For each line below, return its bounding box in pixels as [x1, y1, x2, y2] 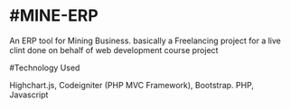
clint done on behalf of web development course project [9, 44, 219, 55]
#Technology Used [9, 62, 80, 73]
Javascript [9, 89, 49, 100]
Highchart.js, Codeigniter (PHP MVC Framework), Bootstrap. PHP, [9, 79, 255, 90]
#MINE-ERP [9, 5, 99, 26]
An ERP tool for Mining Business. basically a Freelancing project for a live [9, 35, 282, 46]
